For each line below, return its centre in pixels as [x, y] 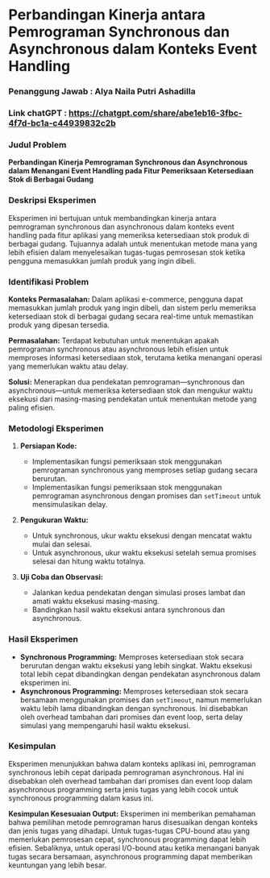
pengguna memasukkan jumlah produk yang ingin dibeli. [102, 260]
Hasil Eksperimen [44, 639]
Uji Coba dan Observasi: [61, 577]
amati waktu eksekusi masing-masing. [96, 601]
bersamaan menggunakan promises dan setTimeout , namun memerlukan [141, 700]
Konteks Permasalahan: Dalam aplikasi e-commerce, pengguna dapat [126, 299]
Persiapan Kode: [48, 446]
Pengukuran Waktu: [54, 520]
